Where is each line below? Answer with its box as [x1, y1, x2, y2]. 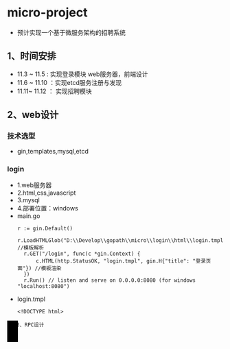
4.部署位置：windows [16, 204, 79, 212]
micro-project [7, 5, 88, 21]
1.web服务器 [16, 180, 52, 189]
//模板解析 [16, 244, 45, 251]
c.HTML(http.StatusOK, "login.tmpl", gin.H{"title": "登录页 [35, 257, 211, 265]
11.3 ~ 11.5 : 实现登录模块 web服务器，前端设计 [16, 70, 148, 78]
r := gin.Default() [16, 225, 73, 232]
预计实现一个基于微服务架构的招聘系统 [16, 28, 126, 36]
